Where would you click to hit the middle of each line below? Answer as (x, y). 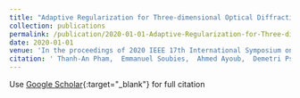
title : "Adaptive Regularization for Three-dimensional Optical (131, 17)
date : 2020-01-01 (42, 42)
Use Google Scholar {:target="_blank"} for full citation (107, 84)
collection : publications (57, 26)
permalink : (29, 34)
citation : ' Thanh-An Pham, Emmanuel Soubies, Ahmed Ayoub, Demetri (145, 59)
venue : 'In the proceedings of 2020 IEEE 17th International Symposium (145, 51)
